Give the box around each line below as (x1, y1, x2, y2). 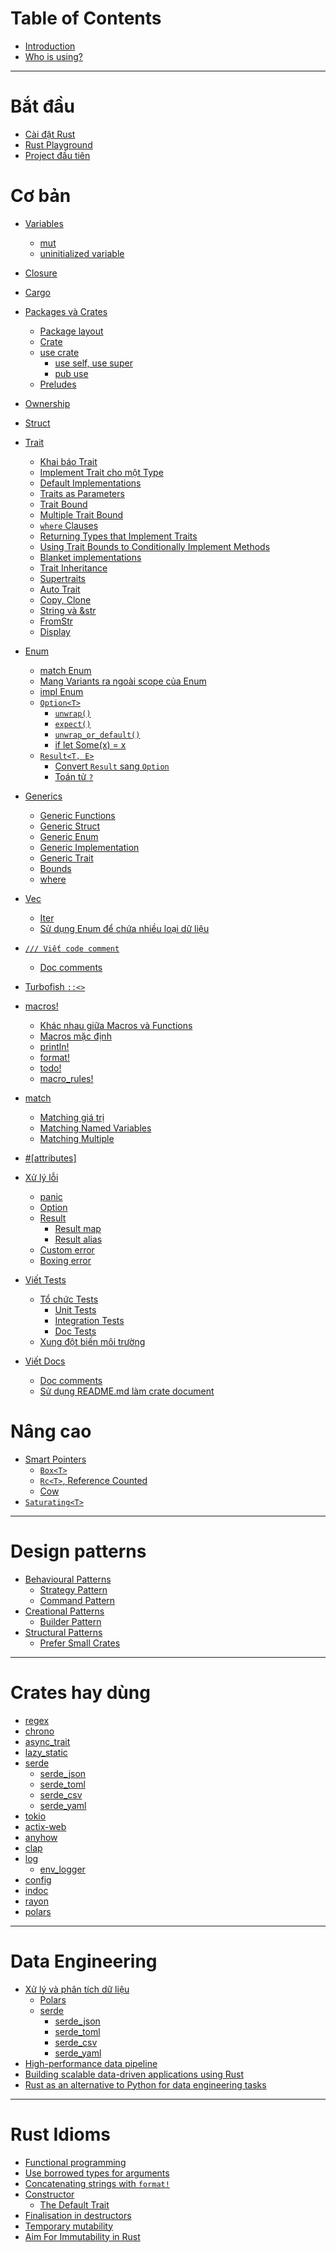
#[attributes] (24, 1152, 77, 1164)
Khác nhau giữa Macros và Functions (39, 1019, 193, 1031)
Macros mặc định (39, 1030, 112, 1042)
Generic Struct (39, 820, 101, 832)
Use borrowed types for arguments (24, 2167, 170, 2179)
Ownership (24, 397, 71, 409)
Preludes (39, 378, 77, 390)
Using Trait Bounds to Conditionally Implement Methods (39, 540, 271, 552)
